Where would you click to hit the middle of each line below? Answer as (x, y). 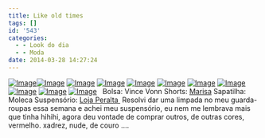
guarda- (244, 100)
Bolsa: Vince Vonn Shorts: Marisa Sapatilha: (174, 91)
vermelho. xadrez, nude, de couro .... (69, 125)
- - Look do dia (42, 45)
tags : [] (23, 23)
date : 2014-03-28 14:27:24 (53, 61)
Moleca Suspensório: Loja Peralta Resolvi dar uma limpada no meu (119, 100)
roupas (20, 108)
